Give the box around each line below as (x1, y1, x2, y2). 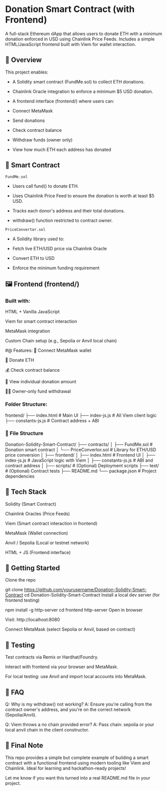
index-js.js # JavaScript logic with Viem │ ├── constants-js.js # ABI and (5, 457, 154, 463)
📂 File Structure (5, 430, 44, 437)
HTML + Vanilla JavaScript (5, 309, 60, 315)
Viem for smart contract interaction (5, 318, 77, 324)
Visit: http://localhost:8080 (5, 617, 60, 623)
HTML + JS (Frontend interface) (5, 549, 71, 555)
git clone (5, 587, 23, 593)
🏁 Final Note (5, 741, 43, 750)
